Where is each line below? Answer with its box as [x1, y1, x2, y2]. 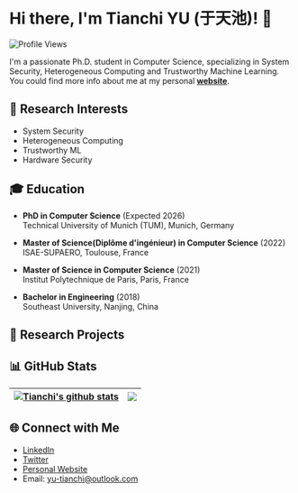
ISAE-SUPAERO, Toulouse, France [22, 246, 149, 257]
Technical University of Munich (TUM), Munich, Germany [22, 219, 235, 230]
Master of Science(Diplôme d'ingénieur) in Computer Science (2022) [22, 237, 286, 248]
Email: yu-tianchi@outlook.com [22, 473, 139, 484]
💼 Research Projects [9, 327, 125, 342]
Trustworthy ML [22, 144, 82, 155]
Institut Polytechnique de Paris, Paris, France [22, 274, 189, 284]
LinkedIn [22, 444, 55, 455]
